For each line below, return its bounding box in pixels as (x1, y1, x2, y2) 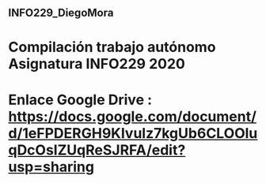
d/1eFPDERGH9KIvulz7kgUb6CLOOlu (8, 124, 258, 142)
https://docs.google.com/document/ (8, 107, 257, 125)
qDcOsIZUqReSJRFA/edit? (8, 141, 186, 159)
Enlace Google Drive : (8, 91, 153, 109)
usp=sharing (8, 158, 95, 176)
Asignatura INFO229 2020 (8, 54, 186, 73)
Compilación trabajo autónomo (8, 38, 216, 56)
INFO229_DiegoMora (8, 6, 114, 20)
